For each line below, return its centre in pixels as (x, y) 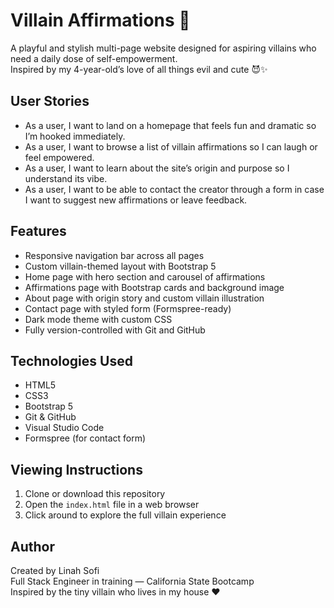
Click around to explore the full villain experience (125, 515)
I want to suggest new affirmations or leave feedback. (136, 200)
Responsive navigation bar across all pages (114, 255)
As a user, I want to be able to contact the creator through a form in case (174, 189)
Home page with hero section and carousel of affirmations (145, 276)
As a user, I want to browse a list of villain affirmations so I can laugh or (171, 146)
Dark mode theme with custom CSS (98, 319)
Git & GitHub (50, 417)
